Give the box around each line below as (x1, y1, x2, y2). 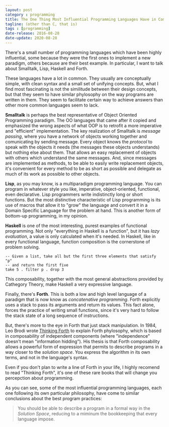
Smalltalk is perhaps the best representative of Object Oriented (5, 112, 137, 118)
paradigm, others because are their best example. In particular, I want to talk (5, 60, 163, 66)
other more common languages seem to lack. (5, 102, 99, 108)
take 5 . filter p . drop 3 (5, 267, 64, 272)
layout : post (5, 7, 33, 13)
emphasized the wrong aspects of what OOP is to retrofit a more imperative (5, 122, 162, 129)
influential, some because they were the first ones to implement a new (5, 55, 151, 61)
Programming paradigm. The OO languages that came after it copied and (5, 117, 156, 123)
